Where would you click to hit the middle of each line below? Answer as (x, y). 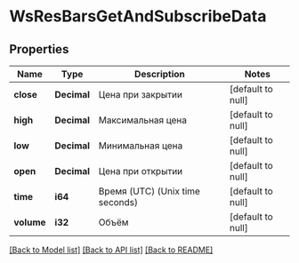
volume (30, 222)
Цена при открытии (141, 171)
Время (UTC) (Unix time (149, 191)
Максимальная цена (143, 120)
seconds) (118, 202)
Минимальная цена (141, 146)
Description (160, 74)
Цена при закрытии (140, 95)
